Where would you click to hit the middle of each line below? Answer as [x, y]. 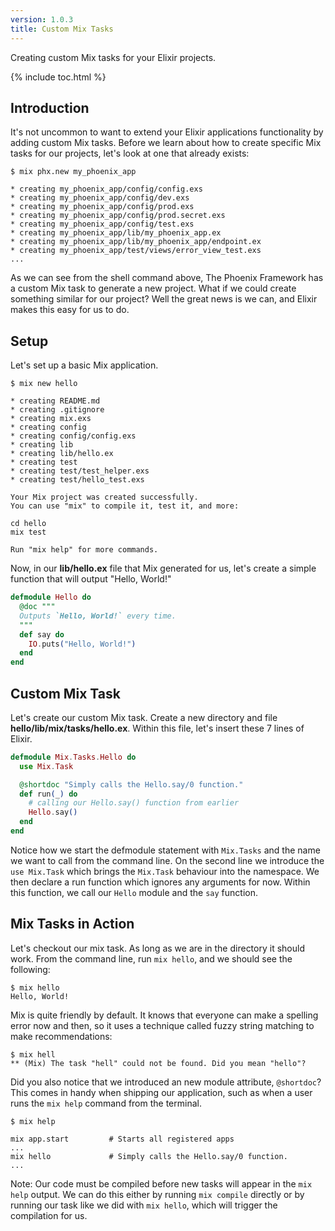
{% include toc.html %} [58, 77]
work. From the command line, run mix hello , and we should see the [151, 958]
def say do [42, 634]
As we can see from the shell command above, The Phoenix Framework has [167, 278]
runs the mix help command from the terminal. [106, 1103]
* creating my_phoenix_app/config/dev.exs [100, 198]
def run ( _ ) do [48, 794]
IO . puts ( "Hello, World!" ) [82, 644]
